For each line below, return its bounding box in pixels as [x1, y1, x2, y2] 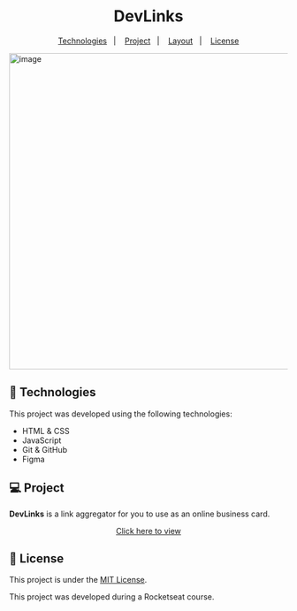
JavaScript [21, 435, 62, 446]
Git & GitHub [21, 444, 68, 454]
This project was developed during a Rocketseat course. [9, 592, 215, 602]
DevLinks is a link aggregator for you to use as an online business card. [9, 508, 270, 519]
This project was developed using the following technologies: [9, 409, 232, 419]
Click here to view [116, 525, 181, 536]
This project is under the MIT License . [9, 575, 148, 585]
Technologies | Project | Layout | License [57, 35, 240, 46]
